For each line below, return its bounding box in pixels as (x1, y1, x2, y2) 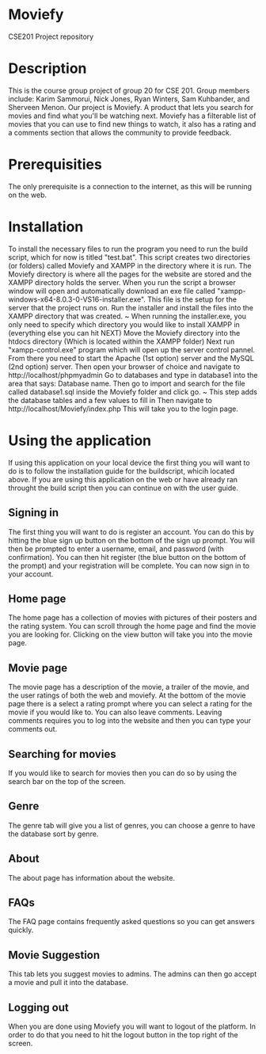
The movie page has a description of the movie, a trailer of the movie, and (8, 683, 249, 692)
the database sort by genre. (8, 829, 99, 839)
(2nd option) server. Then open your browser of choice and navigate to (8, 362, 241, 371)
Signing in (8, 506, 59, 519)
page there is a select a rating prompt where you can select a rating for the (8, 699, 253, 709)
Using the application (8, 432, 152, 449)
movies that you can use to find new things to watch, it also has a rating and (8, 119, 256, 128)
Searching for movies (8, 747, 116, 761)
